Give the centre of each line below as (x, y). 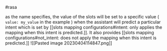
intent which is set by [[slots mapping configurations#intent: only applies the (84, 27)
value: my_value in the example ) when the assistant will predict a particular (83, 22)
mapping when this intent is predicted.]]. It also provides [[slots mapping (80, 32)
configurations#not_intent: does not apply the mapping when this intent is (81, 38)
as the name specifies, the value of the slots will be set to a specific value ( (82, 17)
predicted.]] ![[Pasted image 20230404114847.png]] (59, 43)
